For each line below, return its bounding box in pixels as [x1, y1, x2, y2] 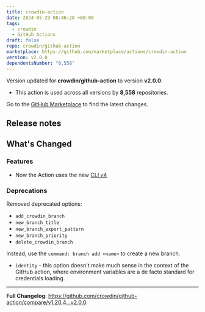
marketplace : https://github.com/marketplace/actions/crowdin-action [6, 49, 187, 55]
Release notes [6, 118, 62, 128]
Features [6, 157, 34, 165]
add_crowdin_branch [15, 213, 65, 219]
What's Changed [6, 139, 72, 150]
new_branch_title [15, 219, 60, 226]
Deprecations [6, 186, 48, 195]
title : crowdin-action [6, 9, 64, 15]
